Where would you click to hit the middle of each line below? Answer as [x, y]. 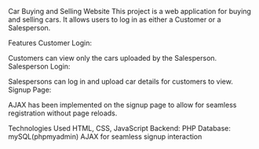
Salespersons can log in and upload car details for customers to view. [120, 82]
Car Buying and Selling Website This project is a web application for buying [129, 11]
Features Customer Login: [50, 43]
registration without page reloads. [63, 113]
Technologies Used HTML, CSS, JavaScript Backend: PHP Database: [120, 128]
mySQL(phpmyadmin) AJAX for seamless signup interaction [105, 137]
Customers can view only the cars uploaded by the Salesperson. [113, 58]
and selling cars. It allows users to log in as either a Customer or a [115, 20]
